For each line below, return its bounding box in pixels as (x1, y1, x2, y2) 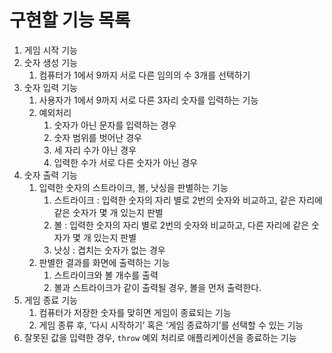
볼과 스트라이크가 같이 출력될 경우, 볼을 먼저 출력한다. (53, 281, 262, 293)
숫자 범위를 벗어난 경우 (53, 131, 143, 143)
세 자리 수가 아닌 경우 (53, 144, 137, 156)
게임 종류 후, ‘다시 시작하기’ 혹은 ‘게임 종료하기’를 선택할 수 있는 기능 (38, 319, 304, 331)
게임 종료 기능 (23, 294, 78, 306)
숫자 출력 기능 (23, 169, 78, 181)
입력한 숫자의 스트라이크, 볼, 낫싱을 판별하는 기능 (38, 181, 229, 193)
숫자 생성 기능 (23, 56, 78, 68)
